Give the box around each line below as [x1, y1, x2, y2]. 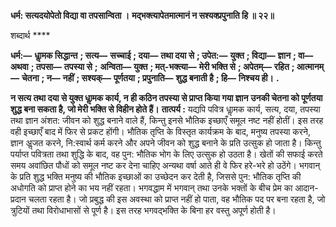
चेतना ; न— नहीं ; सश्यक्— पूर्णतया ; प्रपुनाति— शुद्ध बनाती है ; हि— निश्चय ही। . [21, 72, 280, 84]
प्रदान [10, 193, 27, 205]
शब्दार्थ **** [10, 30, 51, 41]
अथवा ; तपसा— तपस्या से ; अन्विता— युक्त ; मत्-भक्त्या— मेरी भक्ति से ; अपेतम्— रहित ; [10, 61, 295, 72]
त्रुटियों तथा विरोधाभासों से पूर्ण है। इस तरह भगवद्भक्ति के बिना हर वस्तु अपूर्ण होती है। [10, 205, 277, 216]
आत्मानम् [296, 61, 324, 72]
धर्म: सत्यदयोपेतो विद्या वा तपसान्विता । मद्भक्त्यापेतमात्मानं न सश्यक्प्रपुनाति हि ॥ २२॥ [10, 10, 275, 21]
